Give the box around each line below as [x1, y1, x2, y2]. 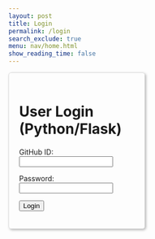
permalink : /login [8, 27, 71, 35]
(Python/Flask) [19, 119, 123, 138]
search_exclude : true [8, 34, 82, 43]
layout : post [8, 11, 53, 20]
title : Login [8, 20, 53, 28]
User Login [19, 102, 94, 121]
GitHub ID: [19, 147, 54, 157]
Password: [19, 174, 54, 184]
